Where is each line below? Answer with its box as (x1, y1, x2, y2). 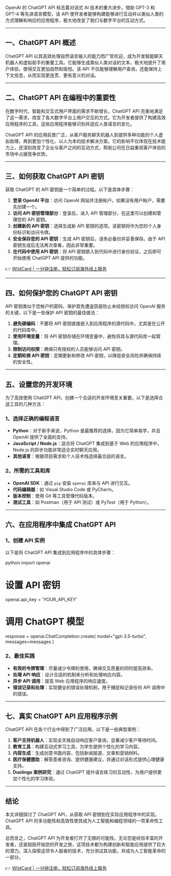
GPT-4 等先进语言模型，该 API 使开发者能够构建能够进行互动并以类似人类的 (5, 11, 164, 17)
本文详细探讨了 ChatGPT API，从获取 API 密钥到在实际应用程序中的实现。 (5, 812, 159, 818)
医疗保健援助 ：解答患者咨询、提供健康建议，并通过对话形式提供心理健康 (12, 756, 164, 762)
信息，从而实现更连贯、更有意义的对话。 (14, 72, 99, 78)
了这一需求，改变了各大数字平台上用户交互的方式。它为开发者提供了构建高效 (5, 114, 166, 120)
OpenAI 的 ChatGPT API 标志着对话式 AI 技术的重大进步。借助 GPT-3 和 (5, 5, 155, 10)
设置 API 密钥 (5, 579, 61, 591)
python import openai (5, 560, 51, 566)
